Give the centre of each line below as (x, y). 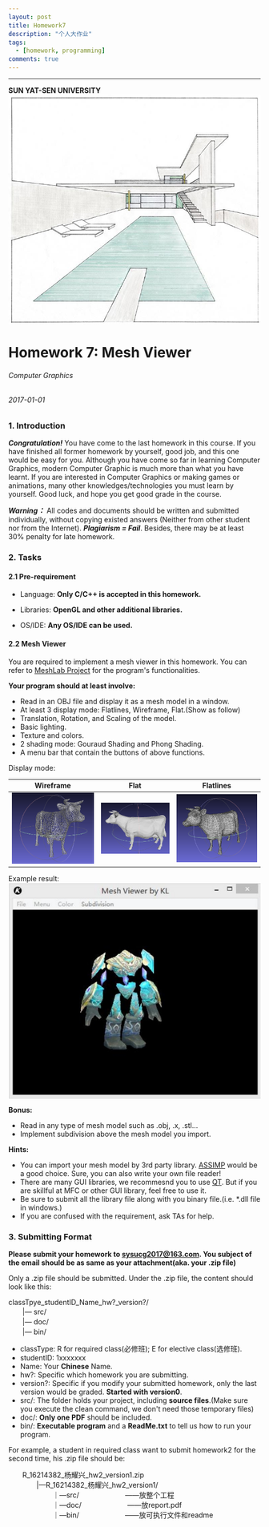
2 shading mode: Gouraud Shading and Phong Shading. (112, 743)
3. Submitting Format (50, 1237)
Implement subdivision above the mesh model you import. (115, 1134)
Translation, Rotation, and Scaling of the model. (98, 718)
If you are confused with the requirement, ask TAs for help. (117, 1216)
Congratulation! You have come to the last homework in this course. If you (132, 443)
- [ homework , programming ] (60, 51)
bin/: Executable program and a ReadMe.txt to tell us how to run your (136, 1426)
